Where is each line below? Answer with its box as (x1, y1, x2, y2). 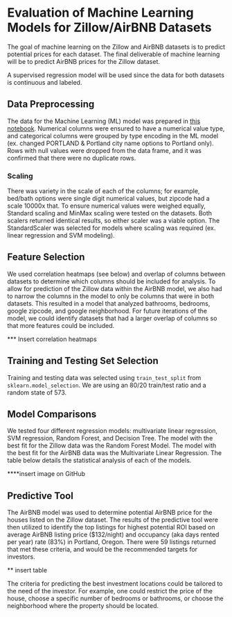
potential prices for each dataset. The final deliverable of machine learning (7, 50, 220, 58)
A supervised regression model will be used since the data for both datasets (7, 71, 225, 79)
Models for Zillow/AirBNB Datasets (7, 19, 213, 35)
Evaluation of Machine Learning (7, 5, 194, 21)
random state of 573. (7, 388, 67, 397)
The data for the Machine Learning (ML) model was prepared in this (7, 117, 201, 125)
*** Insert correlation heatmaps (7, 335, 97, 343)
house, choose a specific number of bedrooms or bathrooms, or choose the (7, 594, 224, 602)
